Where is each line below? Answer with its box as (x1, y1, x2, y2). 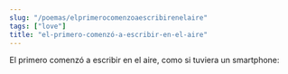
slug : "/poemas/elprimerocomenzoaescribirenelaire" (9, 13, 208, 23)
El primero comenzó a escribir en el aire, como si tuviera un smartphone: (9, 55, 280, 66)
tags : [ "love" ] (9, 22, 67, 31)
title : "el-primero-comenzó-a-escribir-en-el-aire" (9, 30, 208, 39)
